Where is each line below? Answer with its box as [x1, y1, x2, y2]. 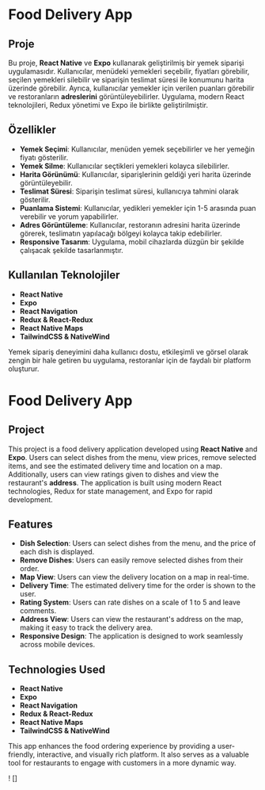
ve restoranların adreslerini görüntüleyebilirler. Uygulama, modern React [8, 92, 245, 101]
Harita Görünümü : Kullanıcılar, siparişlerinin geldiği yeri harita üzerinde [19, 169, 252, 179]
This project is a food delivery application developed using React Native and [8, 444, 258, 454]
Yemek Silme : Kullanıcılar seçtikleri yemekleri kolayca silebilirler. [19, 161, 230, 171]
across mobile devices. [19, 640, 96, 650]
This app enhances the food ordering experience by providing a [8, 742, 216, 751]
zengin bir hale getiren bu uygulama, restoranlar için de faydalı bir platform [8, 355, 252, 365]
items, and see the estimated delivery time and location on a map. [8, 461, 223, 470]
